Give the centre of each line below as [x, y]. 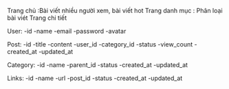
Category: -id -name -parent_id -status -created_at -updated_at [97, 65]
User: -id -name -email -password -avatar [67, 31]
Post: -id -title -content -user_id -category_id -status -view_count [100, 44]
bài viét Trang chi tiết [37, 18]
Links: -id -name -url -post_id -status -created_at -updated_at [95, 78]
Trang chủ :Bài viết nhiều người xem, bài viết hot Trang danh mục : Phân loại [115, 11]
